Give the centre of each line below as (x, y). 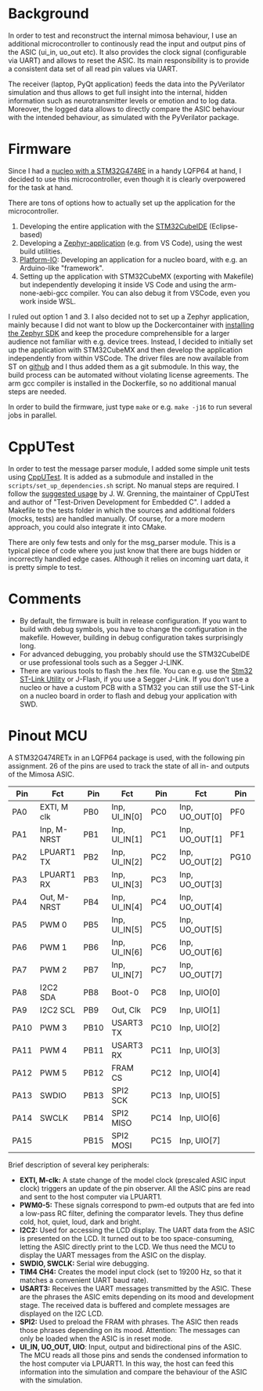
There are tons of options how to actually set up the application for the (122, 203)
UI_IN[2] (127, 862)
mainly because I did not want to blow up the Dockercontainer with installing (131, 325)
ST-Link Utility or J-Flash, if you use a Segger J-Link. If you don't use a (134, 679)
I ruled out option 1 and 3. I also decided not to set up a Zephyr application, (129, 316)
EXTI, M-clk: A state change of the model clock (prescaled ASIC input (132, 1180)
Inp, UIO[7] (200, 1141)
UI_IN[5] (127, 929)
